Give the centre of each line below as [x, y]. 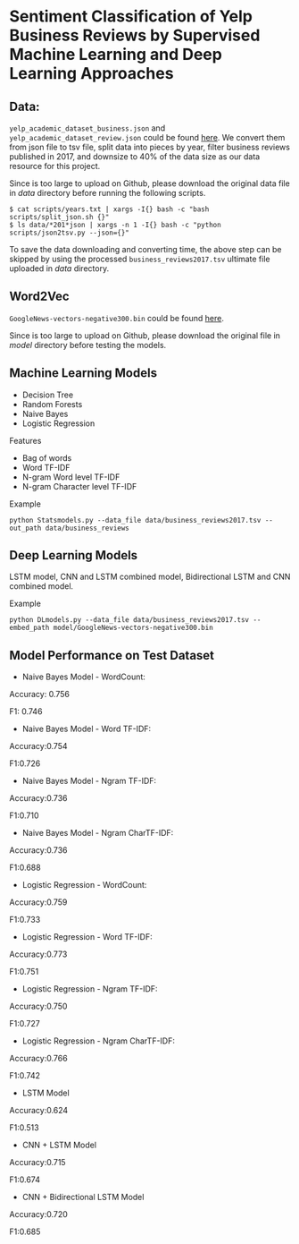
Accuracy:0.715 [37, 1163]
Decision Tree [48, 395]
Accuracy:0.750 [38, 1006]
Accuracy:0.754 [39, 746]
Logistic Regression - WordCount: [84, 885]
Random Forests [52, 404]
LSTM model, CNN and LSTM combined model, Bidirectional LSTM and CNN [150, 577]
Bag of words [47, 457]
